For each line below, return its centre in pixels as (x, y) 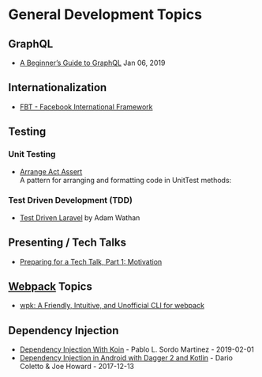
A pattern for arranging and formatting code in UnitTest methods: (125, 180)
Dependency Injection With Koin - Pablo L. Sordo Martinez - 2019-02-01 (137, 349)
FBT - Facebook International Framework (86, 107)
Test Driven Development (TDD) (70, 200)
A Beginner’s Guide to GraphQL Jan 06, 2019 (92, 63)
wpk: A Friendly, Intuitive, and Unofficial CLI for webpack (112, 306)
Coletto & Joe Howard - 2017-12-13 (77, 367)
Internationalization (58, 88)
